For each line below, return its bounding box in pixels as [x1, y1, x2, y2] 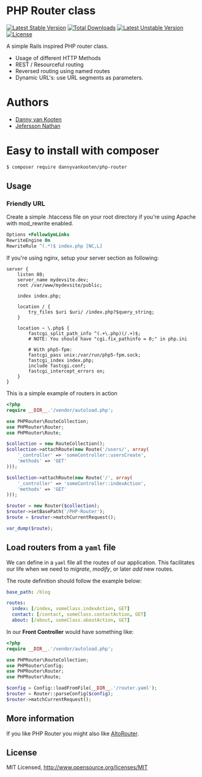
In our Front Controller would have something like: [6, 628, 134, 635]
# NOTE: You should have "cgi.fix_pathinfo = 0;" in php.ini [28, 336, 188, 342]
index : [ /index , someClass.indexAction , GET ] [12, 606, 130, 612]
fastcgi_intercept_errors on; [28, 368, 105, 374]
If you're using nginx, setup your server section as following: [6, 254, 159, 261]
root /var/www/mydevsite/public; [17, 282, 103, 288]
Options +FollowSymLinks [6, 231, 70, 238]
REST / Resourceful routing [15, 61, 84, 68]
